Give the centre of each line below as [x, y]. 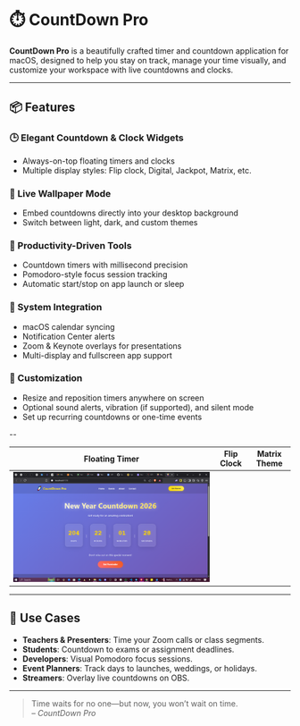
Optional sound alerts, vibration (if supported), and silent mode [138, 407]
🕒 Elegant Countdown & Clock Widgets [97, 138]
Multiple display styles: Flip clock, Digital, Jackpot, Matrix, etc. [137, 170]
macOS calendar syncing [68, 326]
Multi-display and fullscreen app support [97, 355]
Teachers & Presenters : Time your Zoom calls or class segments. [143, 639]
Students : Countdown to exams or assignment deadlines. [128, 649]
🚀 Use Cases [45, 618]
